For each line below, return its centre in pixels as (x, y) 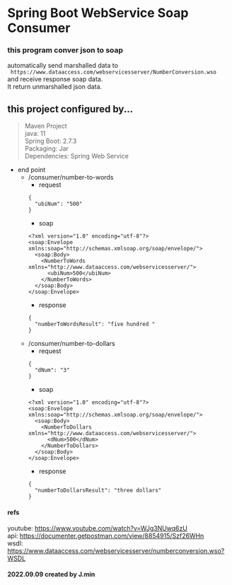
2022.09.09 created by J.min (51, 574)
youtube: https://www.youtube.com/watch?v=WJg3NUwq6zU (97, 528)
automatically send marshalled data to (63, 66)
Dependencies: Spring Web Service (76, 156)
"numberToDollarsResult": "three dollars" (98, 491)
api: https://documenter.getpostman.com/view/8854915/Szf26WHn (106, 535)
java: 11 (35, 134)
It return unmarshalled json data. (55, 87)
